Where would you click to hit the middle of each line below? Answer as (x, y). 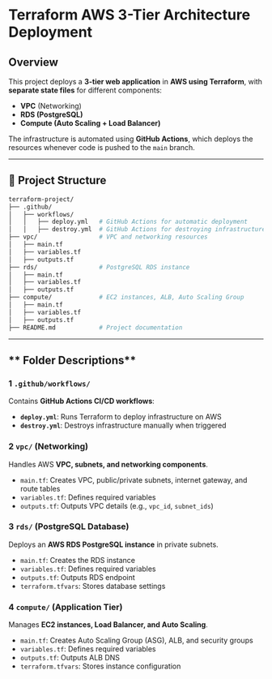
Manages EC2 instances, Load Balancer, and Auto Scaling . (108, 625)
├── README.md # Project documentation (96, 327)
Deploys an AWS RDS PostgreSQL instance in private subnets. (113, 544)
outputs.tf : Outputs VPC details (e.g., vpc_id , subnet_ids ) (117, 505)
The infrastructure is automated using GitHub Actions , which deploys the (131, 139)
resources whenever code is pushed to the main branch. (102, 147)
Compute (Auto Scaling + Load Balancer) (90, 123)
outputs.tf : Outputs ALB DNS (70, 658)
